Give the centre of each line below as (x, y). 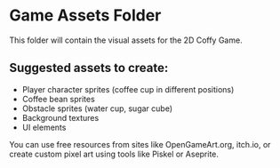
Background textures (60, 117)
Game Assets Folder (85, 16)
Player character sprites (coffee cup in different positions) (128, 89)
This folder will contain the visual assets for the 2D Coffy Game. (126, 40)
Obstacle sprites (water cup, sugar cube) (97, 108)
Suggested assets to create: (89, 68)
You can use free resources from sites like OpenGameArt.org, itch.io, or (140, 144)
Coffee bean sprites (58, 99)
